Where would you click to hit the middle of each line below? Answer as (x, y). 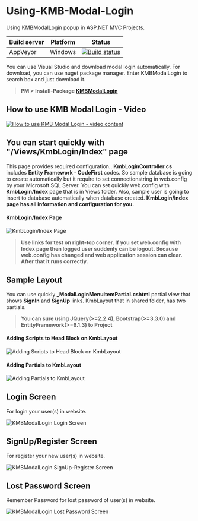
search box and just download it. (46, 79)
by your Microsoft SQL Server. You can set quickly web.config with (88, 185)
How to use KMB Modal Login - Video (76, 110)
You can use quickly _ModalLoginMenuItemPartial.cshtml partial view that (98, 294)
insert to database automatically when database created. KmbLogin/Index (97, 198)
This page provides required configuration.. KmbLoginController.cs (89, 166)
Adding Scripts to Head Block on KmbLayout (62, 338)
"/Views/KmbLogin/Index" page (67, 152)
